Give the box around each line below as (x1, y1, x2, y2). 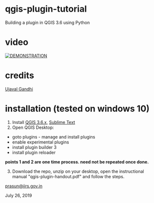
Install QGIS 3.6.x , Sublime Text (12, 119, 76, 125)
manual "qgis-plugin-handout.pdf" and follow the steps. (12, 173, 125, 179)
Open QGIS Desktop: (12, 124, 55, 130)
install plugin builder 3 (12, 144, 57, 150)
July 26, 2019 (5, 192, 32, 198)
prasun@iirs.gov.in (5, 183, 43, 189)
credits (5, 70, 34, 81)
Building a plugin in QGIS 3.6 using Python (5, 20, 90, 25)
